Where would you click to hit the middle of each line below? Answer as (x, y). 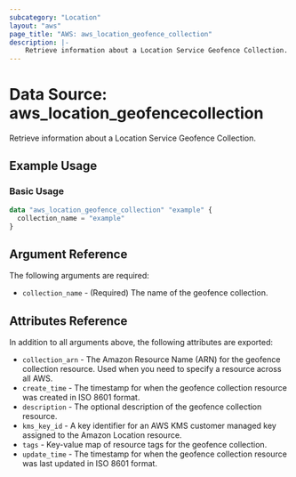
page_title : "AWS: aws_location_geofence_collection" (111, 34)
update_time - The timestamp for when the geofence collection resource (154, 454)
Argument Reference (68, 254)
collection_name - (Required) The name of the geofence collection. (145, 293)
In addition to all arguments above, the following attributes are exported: (141, 342)
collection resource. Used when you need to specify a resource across (152, 369)
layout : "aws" (36, 26)
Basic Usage (37, 191)
